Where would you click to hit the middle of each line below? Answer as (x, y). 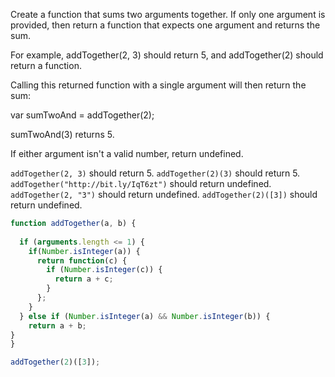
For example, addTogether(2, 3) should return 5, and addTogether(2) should (167, 55)
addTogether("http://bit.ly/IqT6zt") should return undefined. (141, 183)
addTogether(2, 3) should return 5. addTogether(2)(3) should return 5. (155, 173)
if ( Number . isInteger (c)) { (104, 270)
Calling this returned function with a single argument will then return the (158, 85)
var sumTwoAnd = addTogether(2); (82, 115)
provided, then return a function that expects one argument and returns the (165, 25)
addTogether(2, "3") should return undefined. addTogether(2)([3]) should (164, 194)
